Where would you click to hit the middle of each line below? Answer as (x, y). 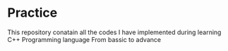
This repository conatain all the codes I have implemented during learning (114, 32)
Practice (32, 13)
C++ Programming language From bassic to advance (84, 39)
